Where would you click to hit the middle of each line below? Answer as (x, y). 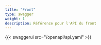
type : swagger (19, 14)
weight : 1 (15, 19)
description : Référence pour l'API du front (51, 23)
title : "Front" (20, 10)
